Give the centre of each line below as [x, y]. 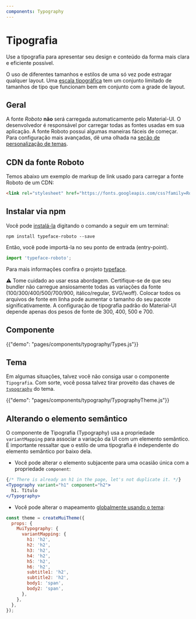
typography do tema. [31, 389]
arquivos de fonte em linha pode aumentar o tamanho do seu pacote [88, 299]
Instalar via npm [36, 212]
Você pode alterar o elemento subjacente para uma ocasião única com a [101, 463]
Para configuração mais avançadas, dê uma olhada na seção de [83, 137]
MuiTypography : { [38, 529]
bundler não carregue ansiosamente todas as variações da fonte [84, 287]
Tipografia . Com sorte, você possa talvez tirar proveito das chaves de [90, 383]
